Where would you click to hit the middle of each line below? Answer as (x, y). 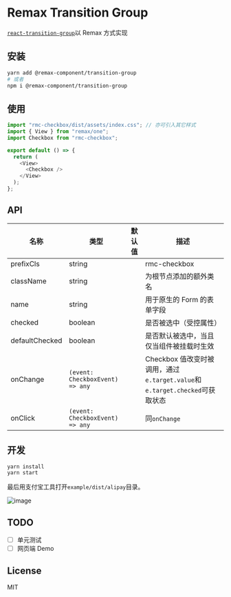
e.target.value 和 (173, 379)
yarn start (23, 473)
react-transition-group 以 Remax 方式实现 (68, 32)
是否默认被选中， (173, 336)
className (29, 281)
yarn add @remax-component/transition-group (72, 73)
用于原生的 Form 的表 (180, 299)
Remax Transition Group (78, 13)
